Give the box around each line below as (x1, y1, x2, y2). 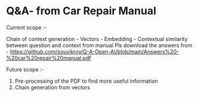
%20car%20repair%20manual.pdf (6, 54, 91, 61)
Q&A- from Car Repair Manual (6, 4, 157, 18)
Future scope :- (6, 65, 44, 73)
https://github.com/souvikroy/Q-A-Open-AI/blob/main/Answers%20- (10, 48, 180, 55)
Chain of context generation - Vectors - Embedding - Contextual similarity (6, 35, 188, 42)
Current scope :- (6, 24, 47, 31)
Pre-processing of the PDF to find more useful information (14, 77, 158, 85)
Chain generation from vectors (14, 83, 91, 90)
